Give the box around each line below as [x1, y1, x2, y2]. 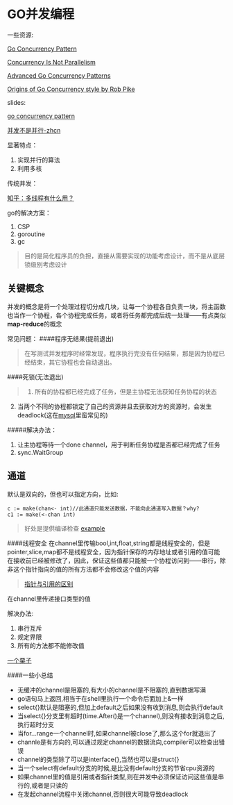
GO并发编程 [7, 6, 75, 22]
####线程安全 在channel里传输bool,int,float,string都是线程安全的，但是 [7, 539, 210, 547]
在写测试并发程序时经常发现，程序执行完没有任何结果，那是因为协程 [24, 349, 219, 358]
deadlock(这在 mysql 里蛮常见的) [17, 410, 109, 419]
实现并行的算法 [17, 156, 60, 164]
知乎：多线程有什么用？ [7, 194, 74, 202]
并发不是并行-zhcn [7, 126, 61, 134]
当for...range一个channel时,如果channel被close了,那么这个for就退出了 [17, 729, 216, 737]
